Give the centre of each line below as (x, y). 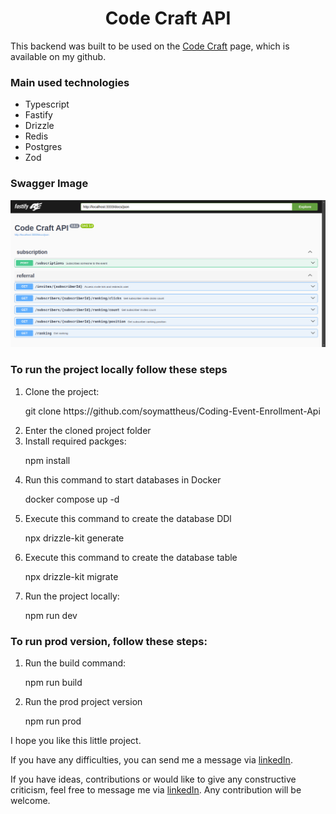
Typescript (47, 104)
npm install (47, 460)
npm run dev (51, 615)
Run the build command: (75, 663)
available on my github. (58, 56)
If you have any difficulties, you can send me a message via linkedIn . (151, 759)
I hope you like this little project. (76, 740)
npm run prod (53, 721)
